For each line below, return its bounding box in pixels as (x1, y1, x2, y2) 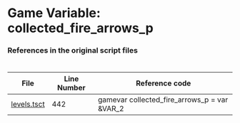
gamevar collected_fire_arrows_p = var (97, 95, 229, 105)
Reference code (135, 78, 191, 88)
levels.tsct (11, 100, 45, 109)
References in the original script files (7, 46, 138, 55)
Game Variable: (7, 5, 101, 21)
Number (56, 83, 86, 93)
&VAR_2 (97, 104, 124, 114)
